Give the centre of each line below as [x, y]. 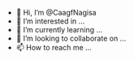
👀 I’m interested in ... [50, 21]
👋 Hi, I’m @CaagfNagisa [56, 13]
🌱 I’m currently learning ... [59, 30]
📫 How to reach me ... [54, 47]
